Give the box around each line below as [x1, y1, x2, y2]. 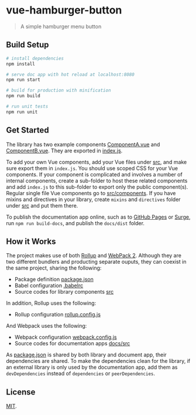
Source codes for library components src [14, 288, 114, 295]
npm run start [6, 77, 41, 83]
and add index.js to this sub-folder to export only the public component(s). [6, 183, 188, 191]
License [6, 387, 36, 397]
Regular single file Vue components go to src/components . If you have [6, 189, 176, 196]
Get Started [6, 125, 49, 135]
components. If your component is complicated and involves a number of [6, 171, 183, 178]
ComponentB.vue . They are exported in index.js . [6, 147, 123, 154]
